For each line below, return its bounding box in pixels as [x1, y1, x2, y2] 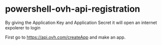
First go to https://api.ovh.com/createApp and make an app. [5, 34, 126, 40]
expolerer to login [5, 24, 41, 30]
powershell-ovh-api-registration [5, 3, 140, 15]
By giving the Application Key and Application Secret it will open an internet [5, 20, 157, 25]
